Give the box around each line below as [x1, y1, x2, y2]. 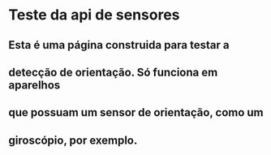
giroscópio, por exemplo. [8, 133, 138, 147]
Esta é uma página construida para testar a [8, 38, 230, 52]
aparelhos [8, 78, 61, 92]
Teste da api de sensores [8, 6, 180, 24]
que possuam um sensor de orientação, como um [8, 105, 264, 119]
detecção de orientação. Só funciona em [8, 65, 218, 79]
